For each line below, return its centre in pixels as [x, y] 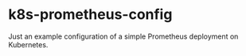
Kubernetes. [28, 44]
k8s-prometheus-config [90, 15]
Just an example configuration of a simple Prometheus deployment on [123, 36]
